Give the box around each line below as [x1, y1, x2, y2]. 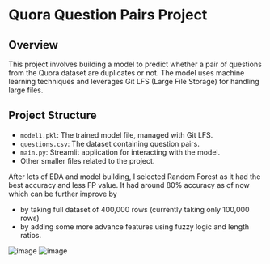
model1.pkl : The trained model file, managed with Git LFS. [19, 130, 213, 139]
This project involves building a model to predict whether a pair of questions [8, 59, 263, 69]
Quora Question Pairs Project [8, 6, 208, 24]
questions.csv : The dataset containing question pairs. [19, 138, 200, 148]
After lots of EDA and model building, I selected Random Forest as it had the [8, 172, 261, 181]
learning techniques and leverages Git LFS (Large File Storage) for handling [8, 77, 260, 86]
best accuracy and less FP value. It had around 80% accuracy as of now [8, 180, 250, 189]
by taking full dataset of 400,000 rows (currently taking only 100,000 [19, 204, 250, 214]
